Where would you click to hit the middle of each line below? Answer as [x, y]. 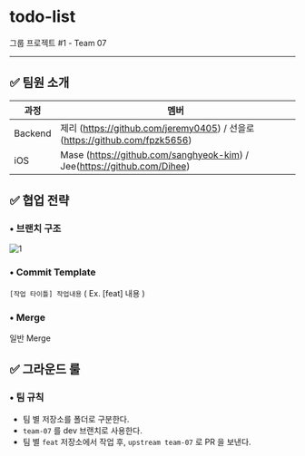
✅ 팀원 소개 [39, 83]
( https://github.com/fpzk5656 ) [126, 140]
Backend [33, 133]
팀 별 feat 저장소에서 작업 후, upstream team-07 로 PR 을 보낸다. [137, 441]
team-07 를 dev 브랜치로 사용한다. [82, 430]
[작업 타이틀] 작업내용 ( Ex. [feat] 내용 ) [77, 293]
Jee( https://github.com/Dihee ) [125, 166]
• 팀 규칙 [27, 398]
